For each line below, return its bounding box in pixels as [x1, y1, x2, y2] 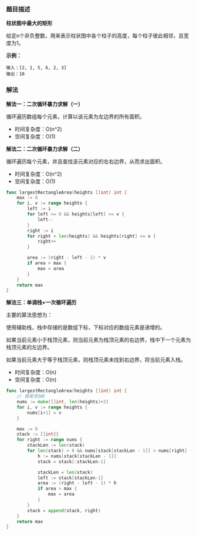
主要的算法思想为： [6, 311, 53, 318]
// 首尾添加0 [16, 393, 45, 400]
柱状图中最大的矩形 [6, 19, 53, 27]
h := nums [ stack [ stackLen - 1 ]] [37, 453, 117, 459]
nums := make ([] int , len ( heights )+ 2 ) [16, 399, 109, 405]
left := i [27, 206, 51, 212]
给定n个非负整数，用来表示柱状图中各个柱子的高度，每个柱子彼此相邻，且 [6, 32, 184, 39]
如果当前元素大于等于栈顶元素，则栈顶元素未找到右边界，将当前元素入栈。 [6, 356, 186, 363]
